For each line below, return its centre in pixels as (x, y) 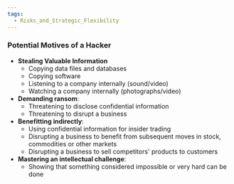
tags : (15, 14)
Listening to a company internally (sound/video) (98, 83)
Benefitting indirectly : (50, 121)
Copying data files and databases (77, 68)
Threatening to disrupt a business (78, 114)
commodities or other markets (73, 144)
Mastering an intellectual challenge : (72, 159)
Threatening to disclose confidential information (99, 106)
